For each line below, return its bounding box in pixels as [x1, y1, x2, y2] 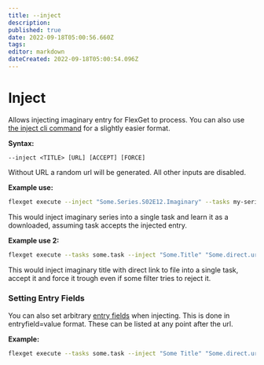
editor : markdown [8, 48, 65, 56]
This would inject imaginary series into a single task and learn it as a [8, 212, 229, 221]
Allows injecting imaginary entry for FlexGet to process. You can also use [8, 115, 245, 124]
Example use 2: [8, 235, 60, 245]
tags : [8, 41, 26, 49]
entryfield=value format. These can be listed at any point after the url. [8, 319, 233, 328]
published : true [8, 26, 61, 34]
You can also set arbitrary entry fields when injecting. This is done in [8, 311, 230, 320]
